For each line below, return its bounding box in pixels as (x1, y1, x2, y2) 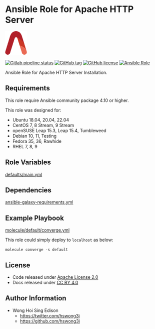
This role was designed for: (5, 107, 61, 113)
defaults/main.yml (5, 171, 42, 177)
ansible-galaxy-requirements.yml (5, 199, 73, 205)
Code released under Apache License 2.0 (12, 274, 98, 280)
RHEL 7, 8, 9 (12, 143, 37, 149)
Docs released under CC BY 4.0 (12, 280, 78, 285)
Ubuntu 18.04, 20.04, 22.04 (12, 117, 69, 123)
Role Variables (5, 158, 51, 167)
